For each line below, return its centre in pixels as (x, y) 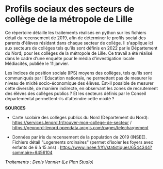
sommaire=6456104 (32, 152)
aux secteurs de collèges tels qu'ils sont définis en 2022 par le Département (81, 48)
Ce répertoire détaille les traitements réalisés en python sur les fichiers (76, 32)
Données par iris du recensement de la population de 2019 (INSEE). (79, 137)
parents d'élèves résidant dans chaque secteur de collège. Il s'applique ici (79, 43)
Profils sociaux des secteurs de (70, 9)
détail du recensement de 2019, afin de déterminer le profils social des (75, 38)
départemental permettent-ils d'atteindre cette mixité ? (60, 98)
